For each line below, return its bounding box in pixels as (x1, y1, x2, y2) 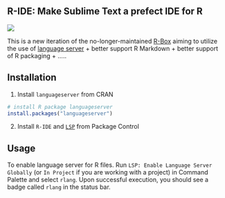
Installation (7, 72, 57, 84)
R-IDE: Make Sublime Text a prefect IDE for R (7, 6, 203, 17)
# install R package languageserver (7, 103, 113, 110)
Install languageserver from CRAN (17, 90, 114, 98)
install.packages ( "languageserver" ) (7, 110, 113, 117)
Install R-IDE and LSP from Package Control (17, 123, 140, 131)
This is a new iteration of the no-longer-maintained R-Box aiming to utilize (7, 37, 218, 45)
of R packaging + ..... (7, 51, 67, 60)
